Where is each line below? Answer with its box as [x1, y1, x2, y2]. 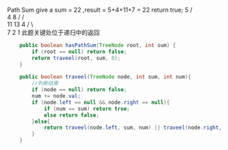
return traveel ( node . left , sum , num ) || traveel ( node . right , [43, 124, 223, 132]
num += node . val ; [31, 93, 81, 100]
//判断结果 [31, 80, 59, 87]
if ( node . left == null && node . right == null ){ [31, 99, 170, 106]
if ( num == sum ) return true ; [43, 105, 130, 112]
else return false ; [43, 112, 99, 119]
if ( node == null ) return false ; [31, 87, 127, 93]
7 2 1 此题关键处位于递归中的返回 [7, 29, 100, 36]
